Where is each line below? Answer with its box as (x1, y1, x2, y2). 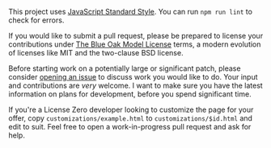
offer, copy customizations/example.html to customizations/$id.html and (8, 113, 253, 123)
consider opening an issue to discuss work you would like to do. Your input (8, 72, 258, 81)
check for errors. (8, 15, 65, 25)
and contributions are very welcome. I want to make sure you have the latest (8, 80, 263, 90)
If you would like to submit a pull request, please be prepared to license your (8, 31, 264, 40)
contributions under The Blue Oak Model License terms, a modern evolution (8, 39, 261, 49)
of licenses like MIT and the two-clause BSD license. (8, 48, 184, 57)
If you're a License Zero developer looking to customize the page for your (8, 105, 254, 114)
